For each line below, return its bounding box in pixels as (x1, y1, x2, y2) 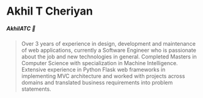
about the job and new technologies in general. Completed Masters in (21, 53, 197, 60)
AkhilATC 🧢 (6, 24, 35, 32)
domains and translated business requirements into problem (21, 79, 173, 86)
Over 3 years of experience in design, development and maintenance (21, 40, 196, 47)
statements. (21, 85, 51, 93)
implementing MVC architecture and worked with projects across (21, 72, 185, 80)
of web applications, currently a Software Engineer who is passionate (21, 47, 197, 54)
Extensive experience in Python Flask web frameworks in (21, 66, 166, 74)
